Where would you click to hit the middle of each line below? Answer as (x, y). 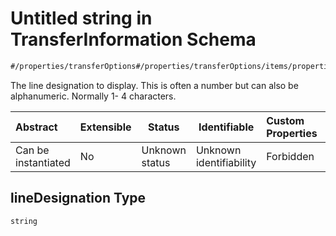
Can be (32, 150)
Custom (285, 120)
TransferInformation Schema (133, 39)
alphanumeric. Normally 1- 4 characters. (93, 96)
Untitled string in (81, 18)
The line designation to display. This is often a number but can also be (154, 85)
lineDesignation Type (78, 198)
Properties (292, 133)
